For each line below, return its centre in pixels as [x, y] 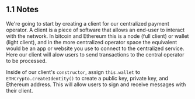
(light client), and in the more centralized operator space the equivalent [92, 42]
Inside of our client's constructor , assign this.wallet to [73, 72]
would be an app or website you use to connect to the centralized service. [95, 48]
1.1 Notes [22, 10]
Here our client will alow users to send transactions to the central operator [95, 54]
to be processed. [27, 61]
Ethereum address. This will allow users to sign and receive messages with [96, 84]
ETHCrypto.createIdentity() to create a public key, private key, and [87, 78]
